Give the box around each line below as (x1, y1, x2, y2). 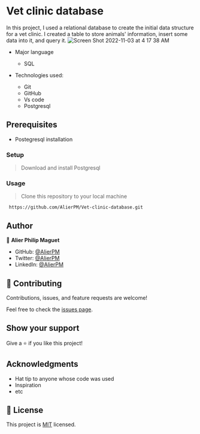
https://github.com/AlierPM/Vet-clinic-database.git (8, 204, 144, 210)
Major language (14, 48, 54, 55)
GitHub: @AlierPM (14, 248, 60, 255)
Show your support (6, 323, 80, 333)
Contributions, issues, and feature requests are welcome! (6, 294, 148, 301)
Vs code (23, 96, 45, 103)
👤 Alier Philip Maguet (6, 237, 60, 244)
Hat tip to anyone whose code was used (14, 375, 114, 382)
